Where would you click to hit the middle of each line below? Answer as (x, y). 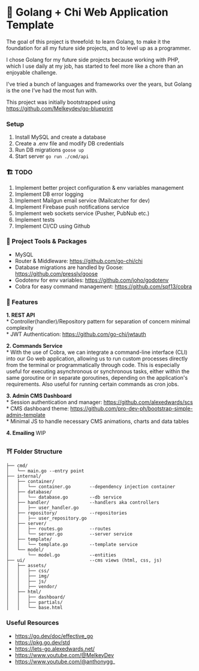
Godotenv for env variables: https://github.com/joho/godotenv (92, 280)
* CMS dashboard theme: (37, 408)
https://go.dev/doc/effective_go (54, 636)
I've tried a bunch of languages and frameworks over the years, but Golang (99, 84)
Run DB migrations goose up (49, 150)
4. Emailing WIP (26, 433)
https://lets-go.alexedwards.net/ (55, 649)
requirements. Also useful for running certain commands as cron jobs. (93, 384)
